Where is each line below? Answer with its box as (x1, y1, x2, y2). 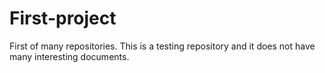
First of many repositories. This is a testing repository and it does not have (9, 40, 316, 52)
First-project (9, 7, 117, 30)
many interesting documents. (9, 50, 130, 62)
